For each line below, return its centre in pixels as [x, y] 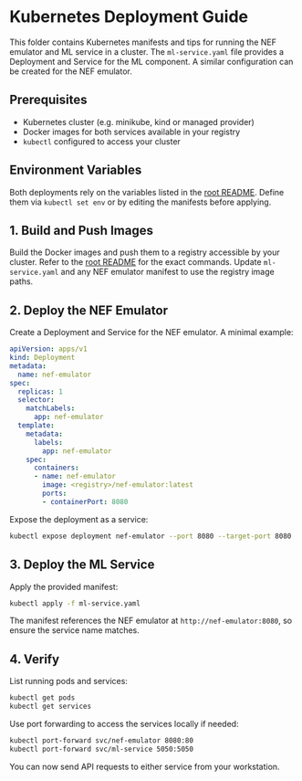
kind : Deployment [42, 358]
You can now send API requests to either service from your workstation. [145, 766]
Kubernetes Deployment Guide [129, 17]
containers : [56, 468]
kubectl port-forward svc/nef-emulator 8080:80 [102, 740]
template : [36, 426]
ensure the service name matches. [74, 630]
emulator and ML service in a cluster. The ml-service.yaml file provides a [147, 51]
